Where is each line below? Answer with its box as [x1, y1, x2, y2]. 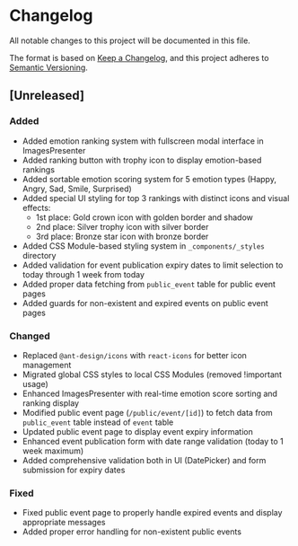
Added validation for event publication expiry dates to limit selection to [22, 260, 284, 270]
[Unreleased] [9, 88, 85, 103]
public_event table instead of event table [22, 417, 174, 427]
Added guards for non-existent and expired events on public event [22, 297, 269, 308]
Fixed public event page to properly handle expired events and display [22, 507, 283, 518]
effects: [22, 202, 51, 213]
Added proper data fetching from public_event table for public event [22, 278, 276, 289]
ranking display [22, 397, 79, 409]
